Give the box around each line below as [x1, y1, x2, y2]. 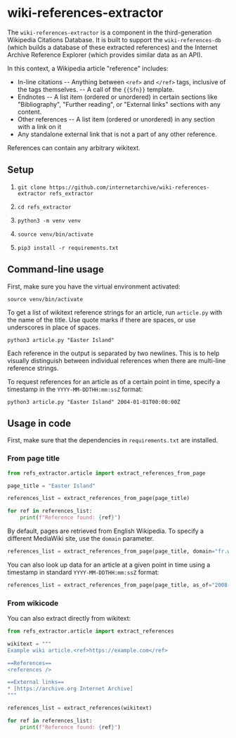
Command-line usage [7, 263, 104, 275]
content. [17, 107, 42, 116]
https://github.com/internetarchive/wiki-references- [48, 184, 210, 191]
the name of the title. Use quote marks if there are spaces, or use [7, 315, 196, 324]
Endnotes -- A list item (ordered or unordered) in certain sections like [17, 93, 218, 101]
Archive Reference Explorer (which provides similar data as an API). [7, 51, 203, 59]
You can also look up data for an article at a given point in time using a [7, 560, 211, 569]
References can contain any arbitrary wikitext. [7, 143, 140, 152]
